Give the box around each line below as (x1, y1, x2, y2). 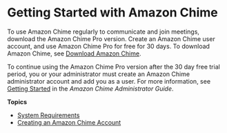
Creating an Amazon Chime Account (17, 118, 121, 126)
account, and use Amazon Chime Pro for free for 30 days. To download (7, 42, 210, 50)
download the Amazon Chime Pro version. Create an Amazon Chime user (7, 34, 215, 43)
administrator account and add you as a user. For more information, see (7, 77, 211, 85)
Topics (7, 97, 28, 106)
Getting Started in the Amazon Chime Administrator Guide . (7, 84, 174, 93)
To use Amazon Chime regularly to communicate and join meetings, (7, 27, 200, 36)
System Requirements (17, 111, 80, 119)
